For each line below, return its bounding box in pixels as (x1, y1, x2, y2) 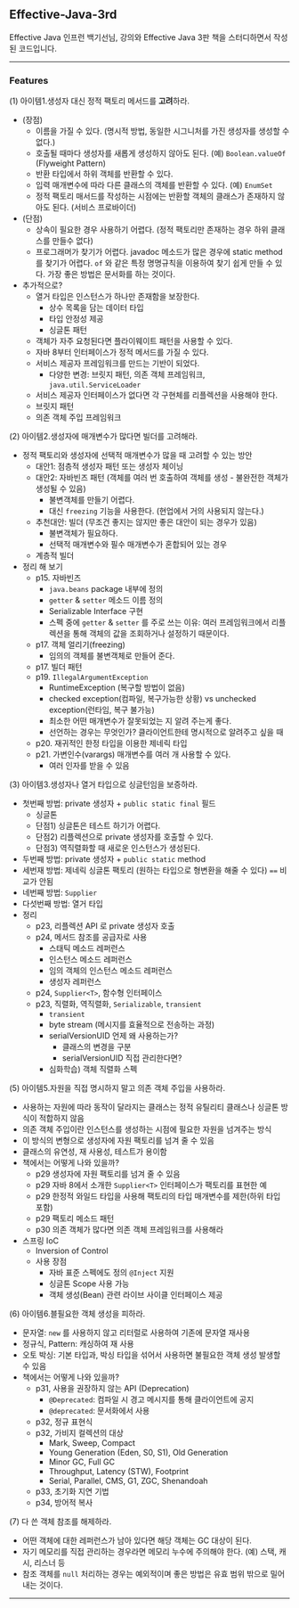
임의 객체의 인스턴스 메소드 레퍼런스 (48, 965, 174, 976)
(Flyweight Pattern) (35, 158, 107, 168)
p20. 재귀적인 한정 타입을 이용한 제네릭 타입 (35, 738, 188, 749)
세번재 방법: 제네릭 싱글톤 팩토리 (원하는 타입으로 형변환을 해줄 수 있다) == (21, 865, 279, 876)
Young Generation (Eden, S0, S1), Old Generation (48, 1448, 229, 1458)
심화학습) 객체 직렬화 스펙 (48, 1064, 138, 1075)
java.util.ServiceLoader (48, 381, 141, 390)
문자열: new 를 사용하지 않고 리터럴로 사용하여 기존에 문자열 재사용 (21, 1327, 251, 1338)
